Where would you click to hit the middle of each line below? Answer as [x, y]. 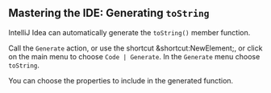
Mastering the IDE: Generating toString [109, 13]
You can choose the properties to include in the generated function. [121, 80]
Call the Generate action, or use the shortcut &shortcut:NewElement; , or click [135, 48]
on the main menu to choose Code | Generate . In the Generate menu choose [134, 56]
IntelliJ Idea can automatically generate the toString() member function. [129, 32]
